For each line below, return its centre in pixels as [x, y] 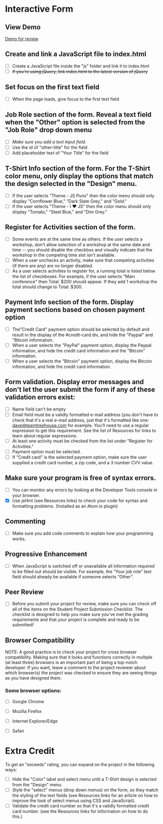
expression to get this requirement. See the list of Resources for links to [84, 430]
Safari [18, 731]
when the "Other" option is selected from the [75, 123]
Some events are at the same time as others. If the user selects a [77, 239]
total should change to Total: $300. [47, 287]
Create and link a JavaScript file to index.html [76, 54]
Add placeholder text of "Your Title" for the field [60, 153]
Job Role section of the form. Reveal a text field [78, 115]
